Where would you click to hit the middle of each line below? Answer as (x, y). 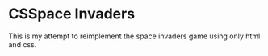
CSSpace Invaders (72, 14)
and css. (23, 44)
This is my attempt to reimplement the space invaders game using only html (134, 36)
